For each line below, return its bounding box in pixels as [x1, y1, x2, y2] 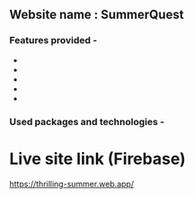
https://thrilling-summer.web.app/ [9, 178, 135, 189]
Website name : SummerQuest [9, 7, 184, 22]
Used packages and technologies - [9, 115, 164, 128]
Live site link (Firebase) [9, 148, 186, 169]
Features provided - [9, 34, 98, 47]
